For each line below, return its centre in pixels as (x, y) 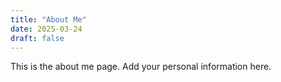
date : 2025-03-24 (46, 29)
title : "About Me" (48, 19)
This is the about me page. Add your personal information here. (141, 67)
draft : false (37, 38)
